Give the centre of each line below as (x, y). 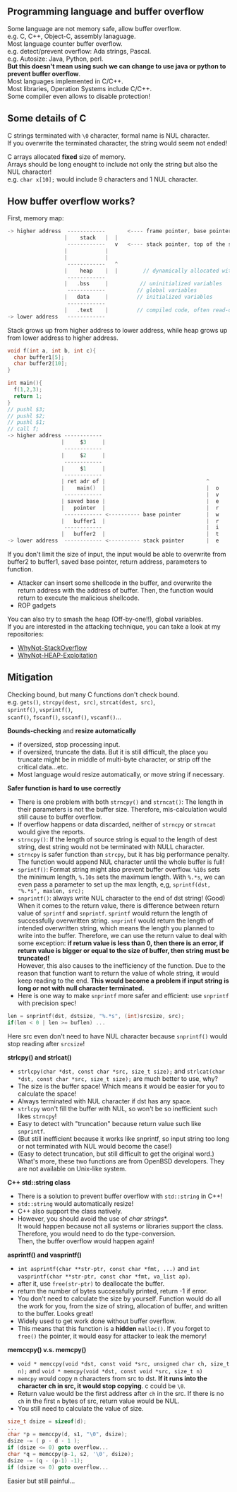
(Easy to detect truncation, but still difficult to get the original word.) (116, 1154)
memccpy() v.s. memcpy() (47, 1349)
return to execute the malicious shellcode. (78, 598)
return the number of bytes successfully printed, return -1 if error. (113, 1291)
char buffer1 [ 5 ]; (39, 357)
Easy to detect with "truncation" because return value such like (109, 1123)
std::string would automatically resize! (75, 1203)
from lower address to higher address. (63, 338)
